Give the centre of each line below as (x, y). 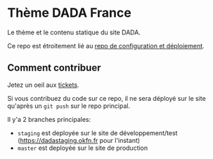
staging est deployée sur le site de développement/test (97, 133)
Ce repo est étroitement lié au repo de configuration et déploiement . (106, 46)
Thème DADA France (69, 13)
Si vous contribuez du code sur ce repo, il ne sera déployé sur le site (106, 98)
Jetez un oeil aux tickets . (43, 85)
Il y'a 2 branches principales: (49, 119)
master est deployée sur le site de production (83, 148)
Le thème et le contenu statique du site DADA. (74, 32)
